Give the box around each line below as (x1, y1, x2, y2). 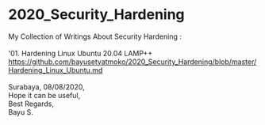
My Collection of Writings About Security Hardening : (8, 32, 182, 41)
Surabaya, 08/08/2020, (8, 81, 85, 92)
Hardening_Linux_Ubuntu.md (8, 65, 103, 74)
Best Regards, (8, 99, 54, 108)
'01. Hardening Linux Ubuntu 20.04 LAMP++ (8, 48, 153, 58)
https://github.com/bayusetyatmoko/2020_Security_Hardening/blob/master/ (8, 57, 257, 66)
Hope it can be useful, (8, 90, 81, 100)
